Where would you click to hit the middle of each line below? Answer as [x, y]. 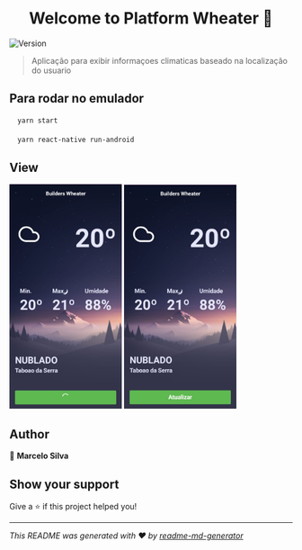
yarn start [38, 121]
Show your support [64, 484]
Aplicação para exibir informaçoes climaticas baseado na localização [159, 60]
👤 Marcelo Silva [39, 456]
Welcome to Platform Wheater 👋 [151, 18]
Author [29, 434]
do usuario [51, 70]
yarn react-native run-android [76, 140]
